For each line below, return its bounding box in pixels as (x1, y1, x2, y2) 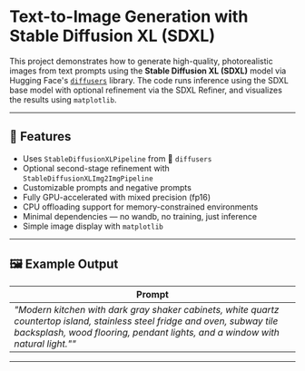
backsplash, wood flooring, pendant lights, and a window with (14, 326, 280, 338)
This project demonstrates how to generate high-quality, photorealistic (9, 55, 274, 66)
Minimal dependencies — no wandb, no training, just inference (22, 210, 257, 221)
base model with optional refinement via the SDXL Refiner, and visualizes (9, 84, 283, 95)
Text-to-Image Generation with (9, 6, 249, 27)
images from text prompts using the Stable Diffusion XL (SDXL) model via (9, 65, 287, 76)
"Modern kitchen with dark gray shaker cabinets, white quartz (14, 303, 280, 316)
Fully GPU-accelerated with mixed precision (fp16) (22, 191, 212, 202)
